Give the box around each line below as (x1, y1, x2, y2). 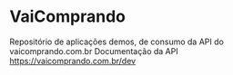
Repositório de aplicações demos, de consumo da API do (9, 36, 225, 47)
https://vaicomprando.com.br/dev (9, 55, 137, 66)
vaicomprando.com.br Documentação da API (9, 45, 179, 56)
